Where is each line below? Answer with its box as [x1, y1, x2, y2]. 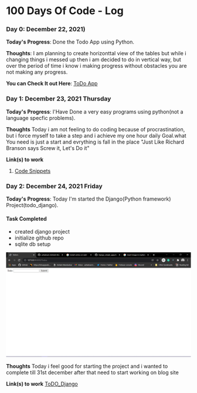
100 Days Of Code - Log [6, 4, 124, 18]
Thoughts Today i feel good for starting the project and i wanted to [6, 362, 168, 369]
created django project [14, 228, 70, 235]
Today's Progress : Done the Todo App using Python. [6, 38, 135, 45]
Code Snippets [14, 167, 51, 174]
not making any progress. [6, 69, 68, 76]
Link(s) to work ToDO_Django [6, 380, 78, 387]
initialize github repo [14, 234, 64, 242]
